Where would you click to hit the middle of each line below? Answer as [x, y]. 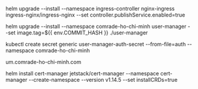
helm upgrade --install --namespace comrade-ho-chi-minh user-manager [96, 26]
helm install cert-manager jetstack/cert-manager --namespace [82, 73]
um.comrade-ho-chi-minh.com [43, 62]
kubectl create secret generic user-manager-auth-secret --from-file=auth [96, 44]
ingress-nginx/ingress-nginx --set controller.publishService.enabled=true [95, 15]
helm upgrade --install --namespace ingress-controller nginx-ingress [90, 9]
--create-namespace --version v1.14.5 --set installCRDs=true [103, 80]
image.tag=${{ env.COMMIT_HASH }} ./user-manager [82, 33]
